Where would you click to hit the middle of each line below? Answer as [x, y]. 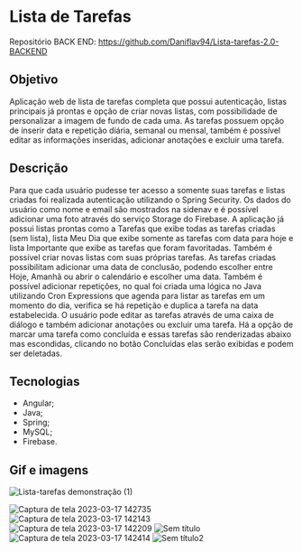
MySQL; [37, 432]
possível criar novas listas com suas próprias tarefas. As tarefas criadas [143, 257]
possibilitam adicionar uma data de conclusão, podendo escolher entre [141, 267]
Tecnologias [45, 381]
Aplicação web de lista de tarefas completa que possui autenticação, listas [148, 101]
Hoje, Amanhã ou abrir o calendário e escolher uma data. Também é [136, 276]
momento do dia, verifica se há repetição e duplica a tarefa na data [134, 305]
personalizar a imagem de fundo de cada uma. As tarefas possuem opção [147, 120]
